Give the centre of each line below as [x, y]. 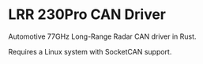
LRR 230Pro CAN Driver [87, 15]
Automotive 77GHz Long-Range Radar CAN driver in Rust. [102, 36]
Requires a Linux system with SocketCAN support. [90, 51]
